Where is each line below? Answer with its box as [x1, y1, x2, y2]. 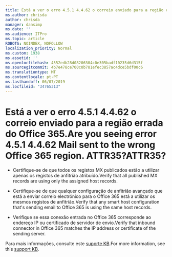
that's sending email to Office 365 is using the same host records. [12, 204, 152, 210]
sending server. [12, 230, 46, 236]
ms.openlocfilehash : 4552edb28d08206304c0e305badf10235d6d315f [5, 60, 143, 65]
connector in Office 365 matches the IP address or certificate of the [12, 225, 156, 231]
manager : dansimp [5, 22, 42, 27]
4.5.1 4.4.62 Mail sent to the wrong [5, 139, 156, 151]
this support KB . [5, 246, 39, 252]
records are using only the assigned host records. [12, 178, 118, 184]
